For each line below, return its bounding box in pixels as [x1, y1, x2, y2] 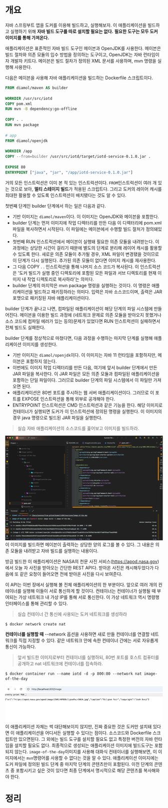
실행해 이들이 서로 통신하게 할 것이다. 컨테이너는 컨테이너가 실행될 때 [22, 588, 156, 594]
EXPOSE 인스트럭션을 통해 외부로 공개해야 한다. [21, 395, 115, 401]
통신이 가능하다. [5, 644, 36, 650]
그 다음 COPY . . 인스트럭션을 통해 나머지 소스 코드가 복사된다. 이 [12, 264, 139, 270]
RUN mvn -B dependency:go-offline [5, 106, 77, 112]
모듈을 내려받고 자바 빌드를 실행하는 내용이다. [10, 548, 99, 554]
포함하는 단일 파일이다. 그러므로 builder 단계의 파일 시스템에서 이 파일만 [12, 377, 152, 383]
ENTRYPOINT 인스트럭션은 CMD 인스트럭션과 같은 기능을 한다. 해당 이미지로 [12, 402, 163, 408]
